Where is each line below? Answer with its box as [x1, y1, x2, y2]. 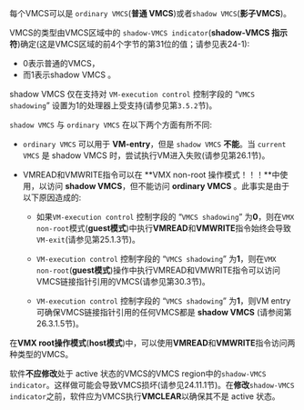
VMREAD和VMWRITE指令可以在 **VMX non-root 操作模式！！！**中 [22, 169, 280, 180]
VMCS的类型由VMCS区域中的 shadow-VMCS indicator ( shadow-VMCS [9, 27, 270, 38]
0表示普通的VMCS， [22, 58, 100, 68]
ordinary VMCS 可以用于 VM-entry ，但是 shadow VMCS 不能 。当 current [22, 139, 287, 149]
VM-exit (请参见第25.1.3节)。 [35, 235, 141, 245]
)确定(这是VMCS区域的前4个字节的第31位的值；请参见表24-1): [17, 39, 250, 49]
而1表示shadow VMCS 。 [22, 69, 117, 80]
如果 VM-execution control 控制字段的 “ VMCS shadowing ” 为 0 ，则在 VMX [35, 212, 295, 222]
